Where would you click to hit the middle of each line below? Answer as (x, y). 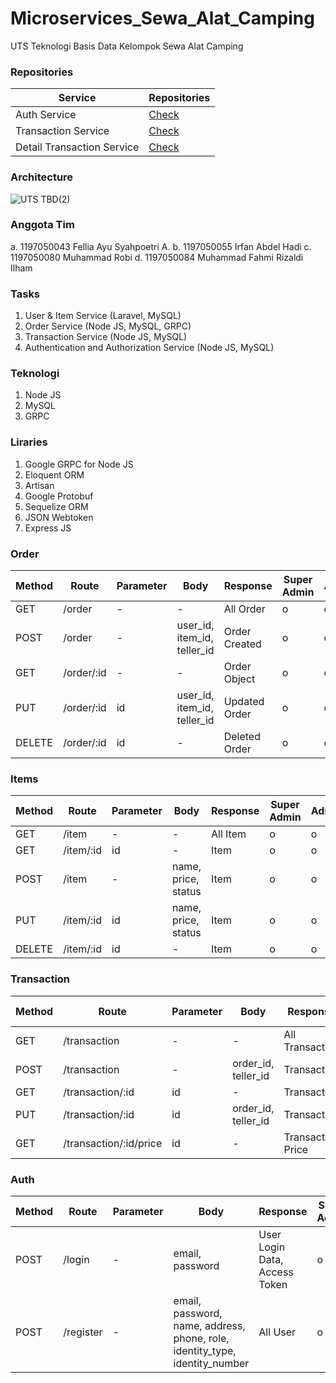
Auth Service (46, 115)
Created (242, 644)
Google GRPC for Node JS (79, 464)
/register (83, 1332)
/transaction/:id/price (113, 1143)
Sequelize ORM (56, 506)
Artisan (39, 485)
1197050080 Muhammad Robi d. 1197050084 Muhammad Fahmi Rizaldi (157, 257)
